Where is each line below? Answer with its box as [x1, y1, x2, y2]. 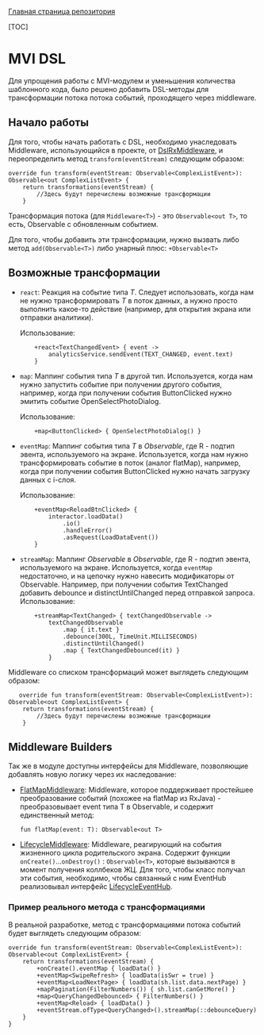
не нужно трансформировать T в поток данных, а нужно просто [19, 295, 238, 305]
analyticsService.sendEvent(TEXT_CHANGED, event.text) [48, 350, 234, 358]
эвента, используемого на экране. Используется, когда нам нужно [19, 449, 248, 459]
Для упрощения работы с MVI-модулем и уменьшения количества [8, 75, 236, 86]
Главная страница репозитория [8, 7, 116, 16]
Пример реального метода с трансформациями [8, 902, 205, 913]
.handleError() [62, 526, 113, 534]
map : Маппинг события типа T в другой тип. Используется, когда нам [19, 371, 254, 380]
